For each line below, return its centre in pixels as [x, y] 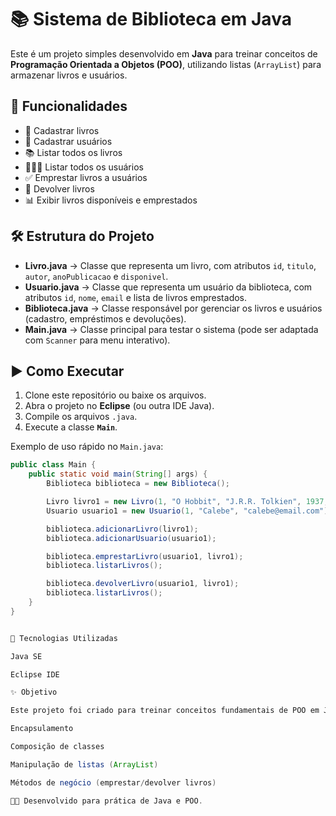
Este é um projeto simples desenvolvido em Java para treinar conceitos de [164, 53]
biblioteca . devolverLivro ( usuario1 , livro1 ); [143, 584]
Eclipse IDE [35, 674]
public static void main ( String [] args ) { [118, 474]
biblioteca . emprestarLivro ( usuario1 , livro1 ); [145, 556]
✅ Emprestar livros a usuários [86, 177]
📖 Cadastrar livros [62, 130]
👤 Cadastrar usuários [68, 141]
